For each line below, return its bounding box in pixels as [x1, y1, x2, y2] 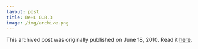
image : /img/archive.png [6, 20, 69, 26]
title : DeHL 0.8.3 [6, 14, 53, 20]
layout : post [6, 8, 39, 15]
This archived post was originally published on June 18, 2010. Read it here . [6, 36, 193, 44]
